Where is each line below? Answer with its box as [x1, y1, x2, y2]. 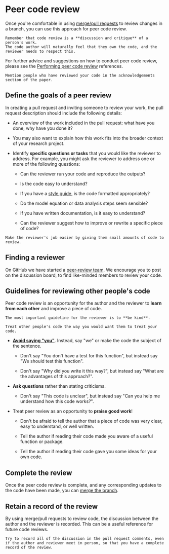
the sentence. [12, 343, 41, 349]
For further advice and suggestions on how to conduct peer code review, [5, 57, 158, 64]
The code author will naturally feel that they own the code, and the [5, 44, 157, 49]
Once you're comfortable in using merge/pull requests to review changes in [5, 20, 163, 26]
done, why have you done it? [12, 125, 73, 131]
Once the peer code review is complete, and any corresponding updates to [5, 482, 162, 488]
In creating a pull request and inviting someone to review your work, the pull [5, 104, 163, 110]
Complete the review [5, 468, 72, 477]
